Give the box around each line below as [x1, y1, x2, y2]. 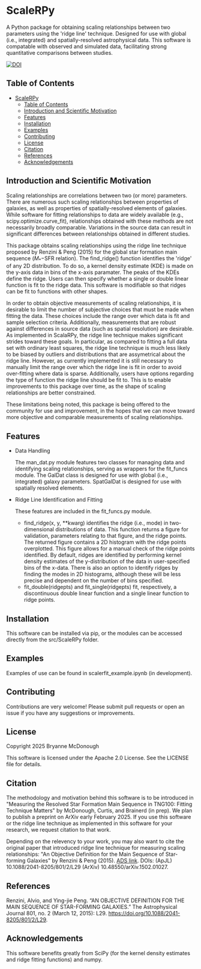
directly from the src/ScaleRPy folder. [6, 636, 99, 643]
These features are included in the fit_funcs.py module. [14, 508, 152, 515]
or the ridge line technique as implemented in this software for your [6, 820, 173, 827]
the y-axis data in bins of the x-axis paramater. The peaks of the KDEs [6, 269, 180, 276]
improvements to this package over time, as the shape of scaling [6, 383, 166, 390]
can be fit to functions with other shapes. [6, 288, 108, 295]
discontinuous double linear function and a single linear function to [23, 590, 190, 597]
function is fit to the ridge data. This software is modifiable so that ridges [6, 281, 186, 289]
